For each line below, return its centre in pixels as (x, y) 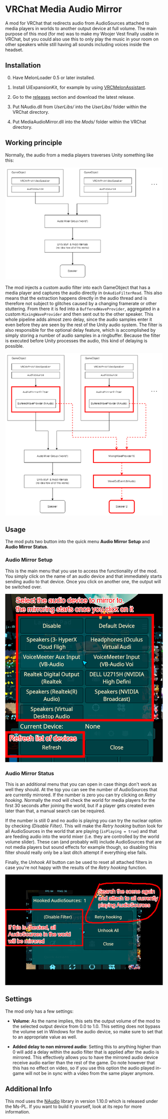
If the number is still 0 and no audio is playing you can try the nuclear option (83, 821)
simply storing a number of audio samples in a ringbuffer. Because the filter (83, 335)
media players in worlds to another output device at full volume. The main (81, 28)
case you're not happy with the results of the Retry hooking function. (76, 867)
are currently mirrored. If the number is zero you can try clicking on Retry (80, 795)
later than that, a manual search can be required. (55, 811)
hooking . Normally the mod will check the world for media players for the (80, 800)
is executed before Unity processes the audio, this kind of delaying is (76, 341)
